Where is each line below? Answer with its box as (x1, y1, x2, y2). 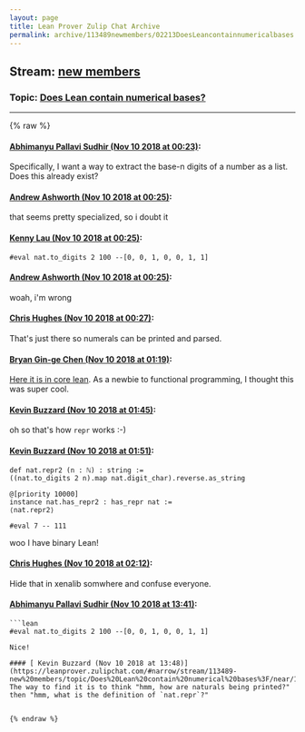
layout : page (9, 13, 59, 23)
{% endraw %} (9, 715, 59, 724)
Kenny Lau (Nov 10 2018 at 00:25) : (9, 232, 143, 243)
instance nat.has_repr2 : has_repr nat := (9, 497, 172, 507)
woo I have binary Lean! (9, 537, 100, 548)
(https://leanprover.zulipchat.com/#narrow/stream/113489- (9, 667, 238, 677)
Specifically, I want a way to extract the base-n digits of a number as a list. (9, 161, 289, 173)
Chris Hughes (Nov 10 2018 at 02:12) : (9, 558, 152, 569)
